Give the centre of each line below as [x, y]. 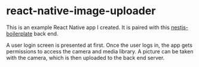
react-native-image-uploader [81, 11]
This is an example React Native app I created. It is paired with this [88, 27]
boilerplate [19, 33]
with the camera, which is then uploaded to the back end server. [85, 58]
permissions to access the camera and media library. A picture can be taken [100, 51]
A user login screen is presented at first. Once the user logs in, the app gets [99, 45]
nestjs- [180, 27]
